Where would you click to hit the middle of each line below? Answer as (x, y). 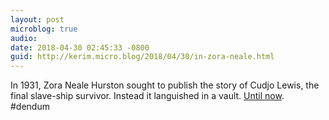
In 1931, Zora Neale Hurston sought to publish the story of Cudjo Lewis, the (165, 85)
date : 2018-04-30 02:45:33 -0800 (80, 47)
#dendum (30, 107)
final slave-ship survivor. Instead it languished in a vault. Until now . (147, 96)
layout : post (37, 19)
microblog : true (44, 29)
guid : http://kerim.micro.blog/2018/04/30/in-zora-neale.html (142, 57)
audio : (24, 38)
